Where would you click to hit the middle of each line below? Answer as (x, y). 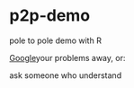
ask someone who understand (66, 75)
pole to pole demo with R (55, 40)
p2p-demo (50, 16)
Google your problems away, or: (67, 57)
